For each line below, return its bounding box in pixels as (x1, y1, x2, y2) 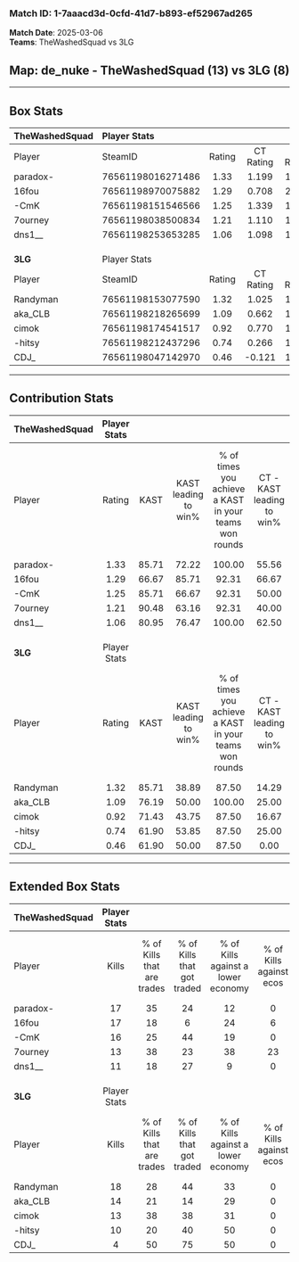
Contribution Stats (9, 391, 114, 406)
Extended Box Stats (9, 879, 120, 895)
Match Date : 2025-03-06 (9, 28, 104, 38)
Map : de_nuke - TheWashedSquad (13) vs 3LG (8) (9, 62, 290, 78)
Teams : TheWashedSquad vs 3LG (9, 37, 134, 47)
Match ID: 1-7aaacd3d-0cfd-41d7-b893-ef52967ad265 (9, 7, 254, 20)
